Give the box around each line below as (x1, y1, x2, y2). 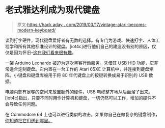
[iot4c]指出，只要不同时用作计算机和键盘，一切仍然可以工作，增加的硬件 (5, 95, 152, 101)
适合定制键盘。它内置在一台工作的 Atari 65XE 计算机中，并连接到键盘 (9, 66, 150, 72)
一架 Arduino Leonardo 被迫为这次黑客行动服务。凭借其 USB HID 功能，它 (5, 60, 154, 66)
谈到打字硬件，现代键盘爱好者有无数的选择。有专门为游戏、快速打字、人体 (5, 37, 156, 43)
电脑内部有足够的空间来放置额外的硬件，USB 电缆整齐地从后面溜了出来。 (5, 89, 153, 95)
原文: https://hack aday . (17, 22, 65, 27)
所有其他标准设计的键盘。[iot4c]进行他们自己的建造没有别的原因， (18, 43, 152, 49)
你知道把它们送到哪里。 (5, 117, 53, 123)
